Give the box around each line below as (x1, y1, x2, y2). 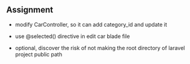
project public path (15, 51, 62, 58)
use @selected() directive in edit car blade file (15, 33, 130, 40)
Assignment (6, 5, 53, 15)
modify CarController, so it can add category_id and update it (15, 21, 168, 28)
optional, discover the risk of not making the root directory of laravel (15, 44, 185, 51)
